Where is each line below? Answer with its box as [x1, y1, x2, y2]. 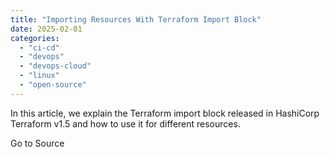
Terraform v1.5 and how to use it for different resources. [10, 117, 241, 130]
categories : [10, 33, 60, 43]
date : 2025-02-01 [10, 24, 83, 34]
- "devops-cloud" [19, 61, 92, 71]
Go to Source [10, 137, 65, 149]
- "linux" [19, 71, 60, 81]
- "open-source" [19, 80, 87, 90]
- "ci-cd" [19, 42, 60, 53]
